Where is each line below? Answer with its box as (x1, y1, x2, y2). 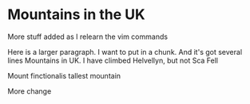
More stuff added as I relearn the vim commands (7, 32, 169, 41)
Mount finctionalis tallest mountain (7, 71, 121, 80)
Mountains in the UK (7, 6, 145, 24)
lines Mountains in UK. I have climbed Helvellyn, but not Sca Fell (7, 56, 219, 65)
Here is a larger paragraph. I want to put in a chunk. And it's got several (7, 47, 243, 56)
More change (7, 86, 52, 96)
